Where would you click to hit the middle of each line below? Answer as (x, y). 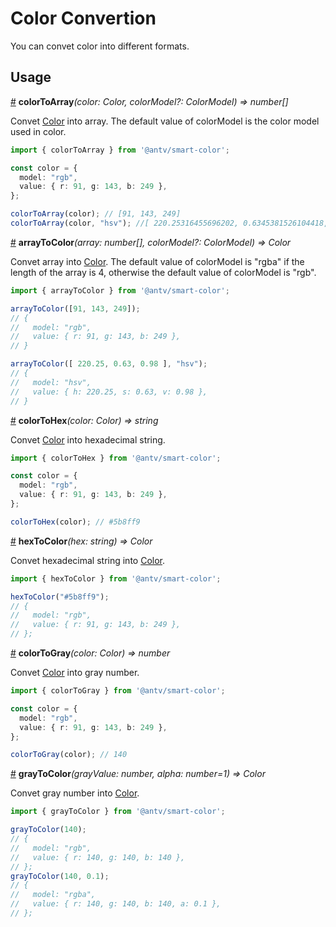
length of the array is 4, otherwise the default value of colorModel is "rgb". (163, 272)
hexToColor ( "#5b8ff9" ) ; (60, 597)
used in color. (38, 131)
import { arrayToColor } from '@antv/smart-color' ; (120, 290)
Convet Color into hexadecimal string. (88, 439)
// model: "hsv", (51, 382)
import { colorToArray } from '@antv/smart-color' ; (120, 150)
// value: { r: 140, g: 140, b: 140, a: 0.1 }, (116, 904)
